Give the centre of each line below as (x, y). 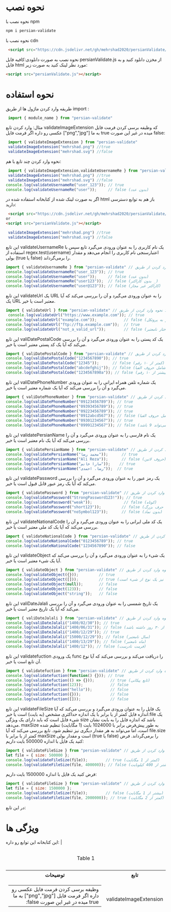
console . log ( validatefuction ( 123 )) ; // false (67, 685)
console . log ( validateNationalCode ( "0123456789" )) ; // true (70, 541)
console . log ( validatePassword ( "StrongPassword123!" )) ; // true (74, 498)
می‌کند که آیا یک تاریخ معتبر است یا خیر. (43, 609)
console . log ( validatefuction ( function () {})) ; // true (65, 675)
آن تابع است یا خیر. (24, 661)
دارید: (11, 205)
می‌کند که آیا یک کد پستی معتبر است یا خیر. (46, 344)
